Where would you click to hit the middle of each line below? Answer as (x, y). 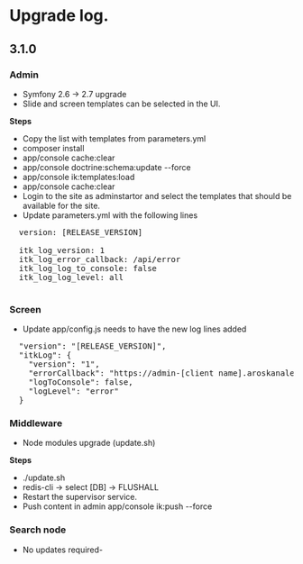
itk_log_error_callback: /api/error (100, 259)
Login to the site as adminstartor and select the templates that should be (157, 196)
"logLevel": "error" (73, 391)
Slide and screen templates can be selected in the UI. (121, 104)
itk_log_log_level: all (71, 277)
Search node (38, 530)
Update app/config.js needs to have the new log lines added (134, 329)
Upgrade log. (59, 16)
